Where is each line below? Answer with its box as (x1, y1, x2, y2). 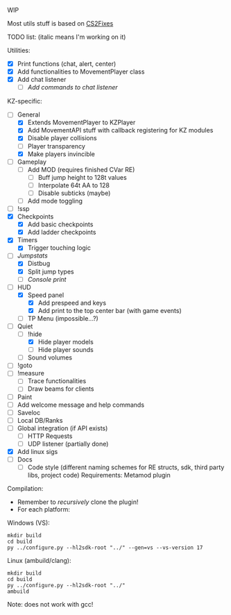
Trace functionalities (27, 377, 87, 385)
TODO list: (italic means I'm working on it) (7, 33, 126, 41)
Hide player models (37, 338, 94, 346)
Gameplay (17, 158, 47, 166)
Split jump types (27, 267, 74, 276)
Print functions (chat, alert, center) (17, 60, 117, 68)
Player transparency (27, 142, 85, 150)
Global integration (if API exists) (17, 423, 108, 432)
